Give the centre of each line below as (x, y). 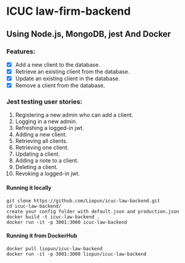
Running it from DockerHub (42, 236)
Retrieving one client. (42, 148)
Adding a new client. (41, 135)
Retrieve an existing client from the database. (72, 71)
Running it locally (29, 188)
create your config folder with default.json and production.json (93, 212)
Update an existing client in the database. (68, 78)
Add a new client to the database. (58, 64)
